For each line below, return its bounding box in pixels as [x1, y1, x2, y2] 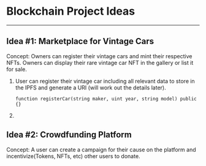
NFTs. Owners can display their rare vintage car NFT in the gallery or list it [6, 59, 194, 66]
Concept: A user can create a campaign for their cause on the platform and [6, 146, 196, 153]
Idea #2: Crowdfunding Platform [6, 130, 132, 140]
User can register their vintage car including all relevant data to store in [15, 77, 195, 85]
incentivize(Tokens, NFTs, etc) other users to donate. [6, 152, 140, 160]
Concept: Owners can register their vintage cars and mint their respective [6, 52, 193, 59]
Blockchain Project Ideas [6, 4, 135, 18]
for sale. [6, 66, 28, 73]
